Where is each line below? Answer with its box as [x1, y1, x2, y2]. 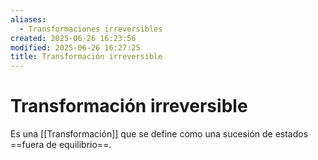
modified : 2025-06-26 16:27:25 [10, 42, 141, 53]
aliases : [10, 14, 47, 25]
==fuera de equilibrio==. [10, 139, 112, 151]
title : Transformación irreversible [10, 52, 163, 62]
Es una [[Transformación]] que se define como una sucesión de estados [10, 128, 309, 140]
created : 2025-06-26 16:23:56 [10, 33, 137, 43]
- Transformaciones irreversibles [19, 24, 163, 34]
